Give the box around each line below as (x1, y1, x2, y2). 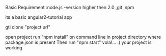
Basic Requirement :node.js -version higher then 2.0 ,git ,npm (5, 5, 134, 10)
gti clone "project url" (5, 24, 50, 30)
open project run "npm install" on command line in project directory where (5, 34, 161, 40)
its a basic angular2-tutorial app (5, 14, 72, 20)
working (5, 45, 23, 50)
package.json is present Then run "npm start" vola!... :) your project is (5, 39, 152, 45)
